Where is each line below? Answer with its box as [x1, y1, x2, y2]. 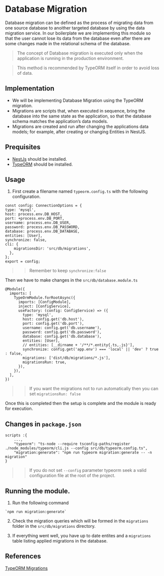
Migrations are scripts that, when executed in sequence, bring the [12, 108, 145, 114]
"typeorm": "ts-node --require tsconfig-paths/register [14, 441, 131, 447]
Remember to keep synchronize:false [29, 268, 106, 274]
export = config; [5, 259, 41, 264]
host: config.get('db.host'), [23, 317, 84, 322]
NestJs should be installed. [12, 156, 67, 162]
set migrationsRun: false [29, 391, 81, 397]
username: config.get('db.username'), [23, 325, 102, 330]
